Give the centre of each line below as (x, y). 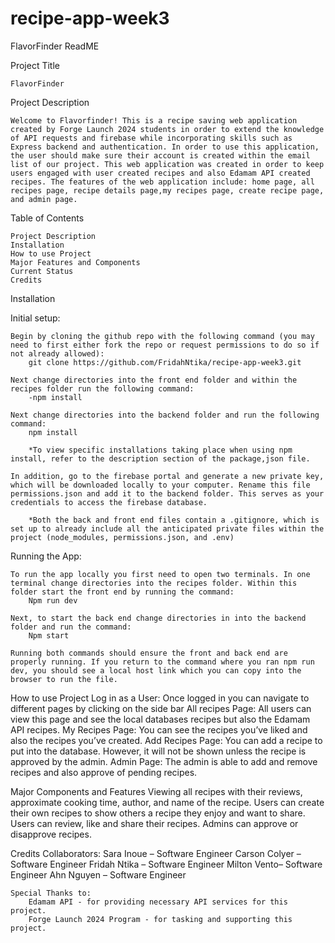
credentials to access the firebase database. (109, 502)
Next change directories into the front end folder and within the (154, 380)
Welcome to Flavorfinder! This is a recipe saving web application (154, 120)
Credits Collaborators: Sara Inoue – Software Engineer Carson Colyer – (156, 853)
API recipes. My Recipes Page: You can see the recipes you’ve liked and (159, 729)
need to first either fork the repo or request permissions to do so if (165, 345)
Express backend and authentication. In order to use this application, (165, 147)
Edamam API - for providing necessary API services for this (158, 902)
